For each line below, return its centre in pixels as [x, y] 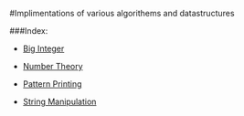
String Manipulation [59, 101]
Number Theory [53, 66]
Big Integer [43, 48]
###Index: [29, 31]
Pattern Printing [52, 84]
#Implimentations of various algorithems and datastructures [122, 13]
